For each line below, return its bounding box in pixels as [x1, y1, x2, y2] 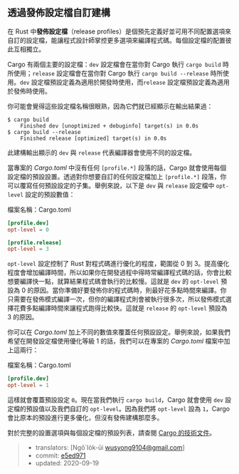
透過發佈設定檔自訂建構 [7, 6, 110, 19]
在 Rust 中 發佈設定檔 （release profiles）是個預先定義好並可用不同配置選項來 [7, 27, 231, 36]
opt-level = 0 [7, 226, 50, 233]
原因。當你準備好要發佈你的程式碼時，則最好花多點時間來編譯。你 [33, 286, 227, 294]
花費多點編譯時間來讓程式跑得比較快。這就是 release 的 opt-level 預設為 [13, 304, 228, 312]
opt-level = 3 [7, 245, 50, 253]
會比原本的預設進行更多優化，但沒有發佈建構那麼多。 [7, 413, 164, 422]
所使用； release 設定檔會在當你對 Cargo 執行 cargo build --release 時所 [7, 68, 223, 77]
